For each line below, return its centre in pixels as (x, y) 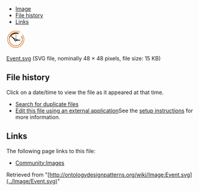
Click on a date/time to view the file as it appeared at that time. (85, 92)
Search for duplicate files (47, 104)
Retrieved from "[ (28, 175)
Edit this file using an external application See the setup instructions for (104, 110)
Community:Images (40, 163)
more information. (38, 117)
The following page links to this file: (51, 151)
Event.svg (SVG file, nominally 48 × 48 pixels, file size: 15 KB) (84, 58)
